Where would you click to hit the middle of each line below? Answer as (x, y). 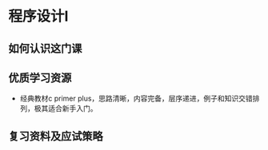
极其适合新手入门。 (66, 109)
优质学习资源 (40, 78)
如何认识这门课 (45, 48)
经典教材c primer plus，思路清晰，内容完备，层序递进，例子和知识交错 (136, 99)
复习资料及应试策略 (56, 136)
